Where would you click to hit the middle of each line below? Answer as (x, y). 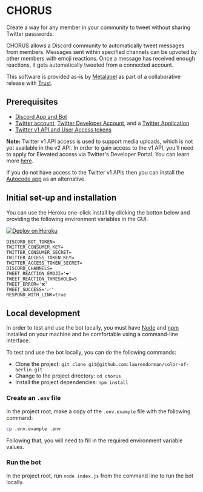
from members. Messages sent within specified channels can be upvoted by (102, 52)
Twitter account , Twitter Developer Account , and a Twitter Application (102, 123)
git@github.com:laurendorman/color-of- (138, 365)
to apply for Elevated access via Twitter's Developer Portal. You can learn (98, 154)
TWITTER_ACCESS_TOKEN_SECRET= (45, 263)
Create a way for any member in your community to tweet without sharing (98, 27)
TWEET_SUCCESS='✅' (30, 289)
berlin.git (29, 370)
